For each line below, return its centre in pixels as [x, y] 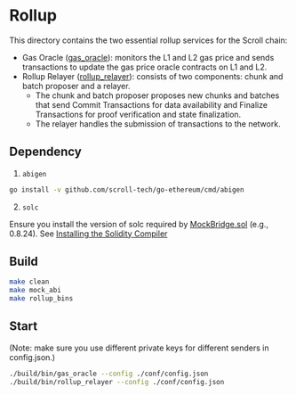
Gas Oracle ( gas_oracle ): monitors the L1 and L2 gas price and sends [148, 57]
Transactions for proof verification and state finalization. [138, 114]
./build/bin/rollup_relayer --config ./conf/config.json [117, 382]
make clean [29, 282]
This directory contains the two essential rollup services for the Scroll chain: [148, 40]
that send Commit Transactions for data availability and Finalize [152, 104]
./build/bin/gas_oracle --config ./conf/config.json [109, 374]
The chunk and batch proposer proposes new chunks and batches [157, 95]
